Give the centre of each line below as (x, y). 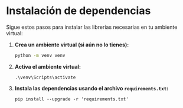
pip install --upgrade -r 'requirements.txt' (71, 99)
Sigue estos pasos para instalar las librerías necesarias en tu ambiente (92, 27)
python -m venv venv (40, 55)
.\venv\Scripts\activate (45, 77)
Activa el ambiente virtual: (48, 66)
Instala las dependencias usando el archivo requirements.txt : (91, 88)
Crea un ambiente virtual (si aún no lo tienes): (72, 45)
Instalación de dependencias (79, 11)
